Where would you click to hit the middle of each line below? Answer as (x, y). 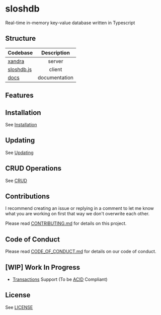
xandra (16, 61)
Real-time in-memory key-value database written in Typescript (70, 23)
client (56, 69)
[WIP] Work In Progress (43, 267)
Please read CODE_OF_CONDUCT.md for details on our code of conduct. (81, 252)
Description (56, 52)
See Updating (19, 152)
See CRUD (16, 180)
